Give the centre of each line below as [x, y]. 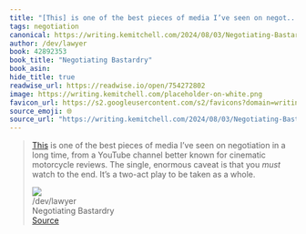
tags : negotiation [44, 26]
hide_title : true [42, 77]
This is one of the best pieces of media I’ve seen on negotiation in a [158, 146]
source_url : [32, 119]
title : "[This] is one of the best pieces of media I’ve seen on [136, 18]
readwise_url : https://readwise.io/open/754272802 [107, 86]
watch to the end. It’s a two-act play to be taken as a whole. [143, 175]
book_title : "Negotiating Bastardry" [81, 60]
